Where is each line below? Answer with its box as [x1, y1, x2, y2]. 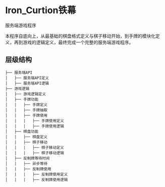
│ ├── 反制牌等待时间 [5, 156, 50, 161]
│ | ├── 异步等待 [5, 161, 48, 166]
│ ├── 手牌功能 [5, 97, 39, 102]
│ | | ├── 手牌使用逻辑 [5, 123, 64, 129]
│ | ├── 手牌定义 [5, 102, 48, 107]
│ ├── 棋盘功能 [5, 129, 39, 134]
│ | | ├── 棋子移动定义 [5, 145, 64, 150]
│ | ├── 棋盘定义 [5, 134, 48, 139]
